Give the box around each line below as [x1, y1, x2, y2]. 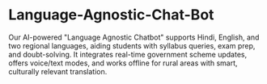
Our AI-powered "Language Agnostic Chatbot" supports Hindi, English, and [8, 32, 260, 42]
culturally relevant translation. [8, 66, 108, 76]
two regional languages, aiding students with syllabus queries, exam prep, [8, 40, 256, 50]
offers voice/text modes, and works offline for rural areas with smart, [8, 58, 238, 68]
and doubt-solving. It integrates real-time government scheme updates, [8, 49, 248, 59]
